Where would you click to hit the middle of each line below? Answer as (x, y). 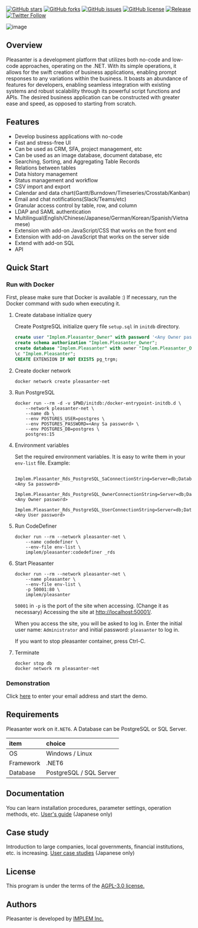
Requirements (32, 715)
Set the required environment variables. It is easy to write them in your (100, 456)
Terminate (27, 652)
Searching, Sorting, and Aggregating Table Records (77, 161)
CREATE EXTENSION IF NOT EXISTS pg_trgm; (66, 359)
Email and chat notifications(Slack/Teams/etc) (70, 199)
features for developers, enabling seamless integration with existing (88, 84)
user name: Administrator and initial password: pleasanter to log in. (97, 629)
